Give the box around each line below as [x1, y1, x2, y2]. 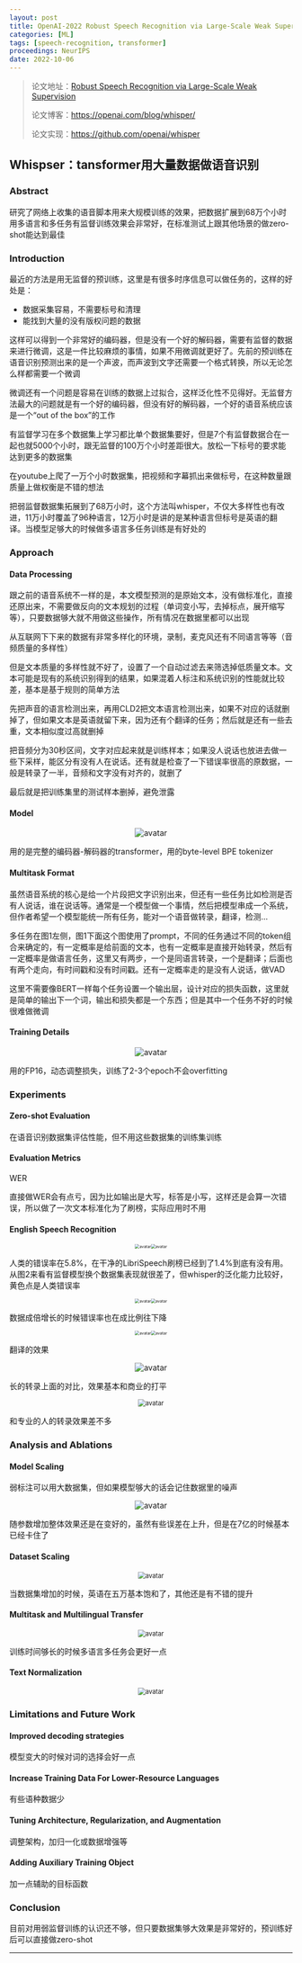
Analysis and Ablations [9, 1439, 113, 1451]
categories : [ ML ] [9, 30, 75, 39]
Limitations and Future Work [9, 1708, 137, 1720]
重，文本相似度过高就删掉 [9, 726, 104, 737]
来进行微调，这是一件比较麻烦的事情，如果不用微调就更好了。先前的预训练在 [9, 345, 293, 356]
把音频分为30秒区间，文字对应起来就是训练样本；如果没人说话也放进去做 [9, 745, 280, 756]
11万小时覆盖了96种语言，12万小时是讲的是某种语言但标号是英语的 [24, 512, 270, 523]
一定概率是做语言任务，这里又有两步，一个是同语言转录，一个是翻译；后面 [9, 953, 285, 964]
